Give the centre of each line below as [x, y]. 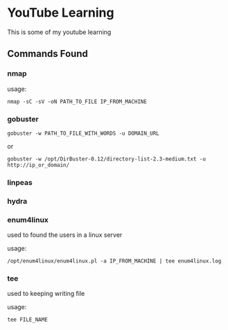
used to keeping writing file [46, 294]
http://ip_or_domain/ [38, 165]
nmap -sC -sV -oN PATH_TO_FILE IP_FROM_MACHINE [77, 101]
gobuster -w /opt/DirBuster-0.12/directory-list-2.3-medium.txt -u [107, 159]
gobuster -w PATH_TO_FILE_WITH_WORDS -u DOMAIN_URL [83, 133]
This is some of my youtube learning [59, 32]
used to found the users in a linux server [65, 235]
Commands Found [47, 54]
